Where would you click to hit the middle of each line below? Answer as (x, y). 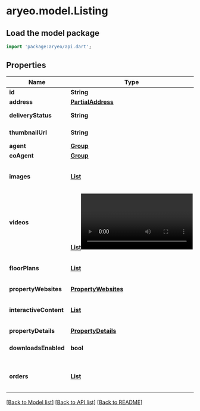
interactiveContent (37, 310)
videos (19, 222)
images (20, 176)
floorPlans (24, 268)
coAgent (21, 155)
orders (19, 376)
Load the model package (53, 33)
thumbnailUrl (28, 132)
